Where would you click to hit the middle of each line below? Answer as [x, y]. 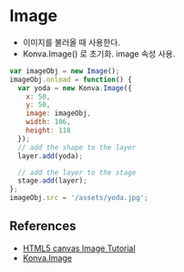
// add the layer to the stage [77, 173]
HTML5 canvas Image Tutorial [79, 248]
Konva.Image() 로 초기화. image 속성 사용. [99, 53]
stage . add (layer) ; [53, 181]
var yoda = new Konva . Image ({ [75, 88]
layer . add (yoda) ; [51, 156]
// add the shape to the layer [77, 147]
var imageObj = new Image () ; [65, 71]
